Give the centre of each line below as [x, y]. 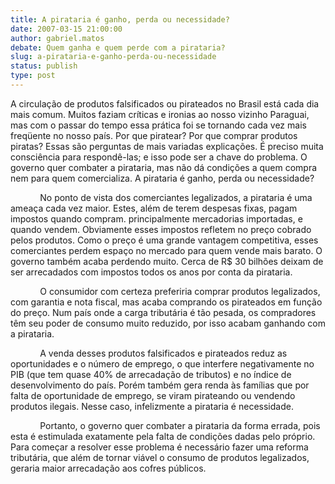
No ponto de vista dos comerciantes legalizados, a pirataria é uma [176, 197]
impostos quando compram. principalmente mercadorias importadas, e [156, 218]
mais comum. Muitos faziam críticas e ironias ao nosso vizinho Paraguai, [160, 114]
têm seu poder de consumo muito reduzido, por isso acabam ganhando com [168, 323]
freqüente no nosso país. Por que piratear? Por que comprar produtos [154, 135]
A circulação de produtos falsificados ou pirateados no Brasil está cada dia [165, 103]
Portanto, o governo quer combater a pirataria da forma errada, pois [180, 425]
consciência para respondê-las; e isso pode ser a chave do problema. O [159, 157]
